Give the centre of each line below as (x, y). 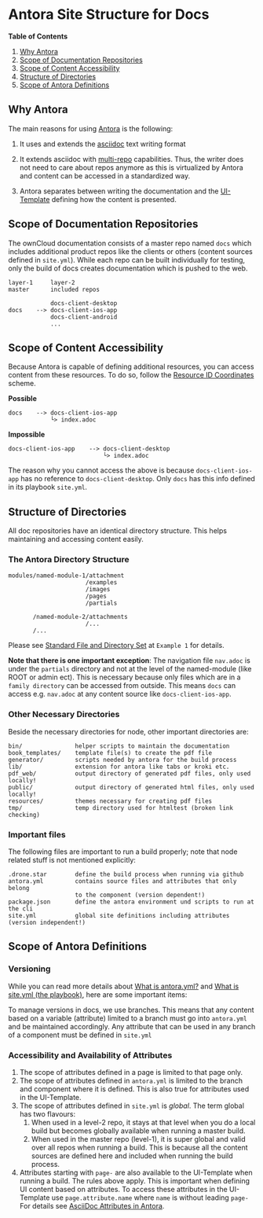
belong (19, 889)
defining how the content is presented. (114, 199)
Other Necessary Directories (64, 715)
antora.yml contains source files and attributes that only (122, 881)
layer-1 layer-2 (42, 282)
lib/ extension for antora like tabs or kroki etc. (119, 767)
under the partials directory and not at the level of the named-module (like (130, 669)
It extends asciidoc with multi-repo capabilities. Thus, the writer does (131, 159)
